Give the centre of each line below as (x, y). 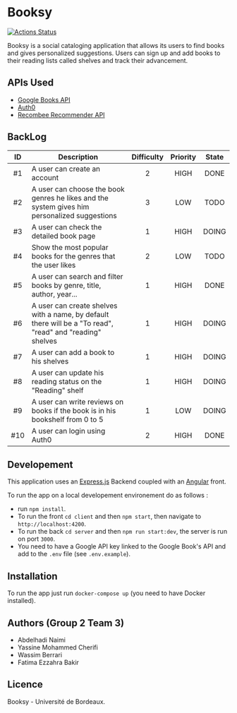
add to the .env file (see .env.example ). (74, 554)
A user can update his (68, 373)
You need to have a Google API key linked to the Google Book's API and (122, 546)
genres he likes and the (70, 198)
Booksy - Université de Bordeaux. (56, 701)
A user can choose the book (78, 189)
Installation (32, 576)
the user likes (54, 265)
